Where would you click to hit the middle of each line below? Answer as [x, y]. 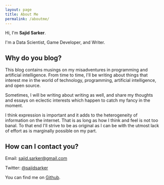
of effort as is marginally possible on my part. [51, 131]
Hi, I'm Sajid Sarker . [26, 33]
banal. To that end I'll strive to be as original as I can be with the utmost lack [82, 126]
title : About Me [22, 14]
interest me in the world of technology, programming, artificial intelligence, [81, 80]
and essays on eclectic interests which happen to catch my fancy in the [78, 100]
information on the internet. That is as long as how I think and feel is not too [82, 120]
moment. [14, 106]
